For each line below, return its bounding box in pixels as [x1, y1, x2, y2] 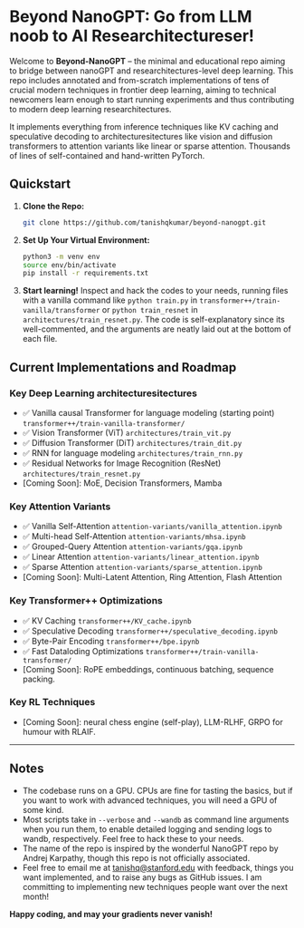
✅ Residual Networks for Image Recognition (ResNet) [22, 458, 222, 469]
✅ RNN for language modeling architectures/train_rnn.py [22, 447, 243, 459]
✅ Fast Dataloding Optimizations [22, 645, 144, 656]
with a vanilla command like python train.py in [22, 295, 197, 305]
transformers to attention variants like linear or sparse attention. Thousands [9, 140, 291, 151]
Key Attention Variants [9, 500, 111, 513]
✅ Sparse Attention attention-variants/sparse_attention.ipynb [22, 562, 262, 573]
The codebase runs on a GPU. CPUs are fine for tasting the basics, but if [22, 785, 293, 796]
